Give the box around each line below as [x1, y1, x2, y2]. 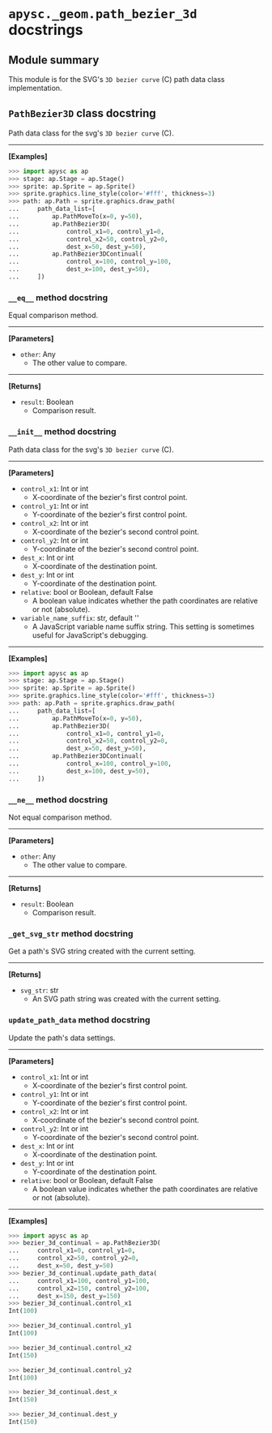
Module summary [8, 53, 100, 67]
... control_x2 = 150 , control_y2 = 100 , [8, 1285, 151, 1293]
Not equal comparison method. [8, 812, 112, 822]
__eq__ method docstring [8, 291, 108, 303]
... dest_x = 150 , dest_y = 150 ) [8, 1292, 121, 1300]
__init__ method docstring [8, 426, 117, 437]
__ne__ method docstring [8, 794, 108, 805]
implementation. [8, 84, 62, 93]
